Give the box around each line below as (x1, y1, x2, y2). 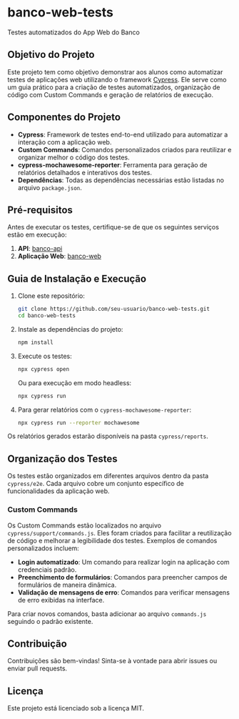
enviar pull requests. (7, 664, 68, 673)
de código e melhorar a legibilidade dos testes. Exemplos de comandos (7, 536, 218, 545)
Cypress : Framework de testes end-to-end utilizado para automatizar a (17, 130, 228, 139)
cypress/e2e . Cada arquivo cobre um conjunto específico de (7, 480, 184, 488)
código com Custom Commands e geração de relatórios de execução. (7, 90, 214, 99)
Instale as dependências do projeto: (17, 324, 123, 333)
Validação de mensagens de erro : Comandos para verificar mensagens (17, 587, 230, 597)
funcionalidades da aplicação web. (7, 487, 110, 495)
